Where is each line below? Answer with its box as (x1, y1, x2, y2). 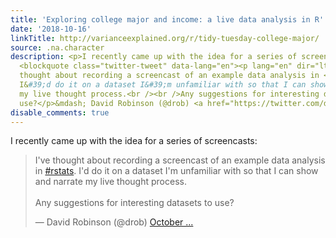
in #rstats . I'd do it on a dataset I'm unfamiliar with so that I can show (34, 165, 319, 177)
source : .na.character (10, 42, 105, 53)
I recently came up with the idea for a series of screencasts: (10, 135, 258, 147)
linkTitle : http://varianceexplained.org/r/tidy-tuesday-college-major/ (10, 33, 320, 43)
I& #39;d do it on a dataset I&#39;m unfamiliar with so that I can (19, 80, 307, 90)
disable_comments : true (10, 107, 110, 118)
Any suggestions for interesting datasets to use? (34, 197, 235, 209)
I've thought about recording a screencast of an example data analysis (34, 154, 326, 166)
